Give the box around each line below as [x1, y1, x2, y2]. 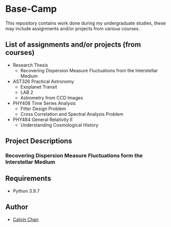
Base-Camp [5, 3, 57, 15]
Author [5, 203, 28, 212]
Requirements [5, 174, 51, 183]
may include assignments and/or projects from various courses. [5, 25, 140, 31]
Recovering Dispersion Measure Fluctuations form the [5, 152, 143, 159]
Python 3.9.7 [12, 188, 40, 194]
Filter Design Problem [20, 106, 67, 112]
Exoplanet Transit [20, 84, 57, 90]
